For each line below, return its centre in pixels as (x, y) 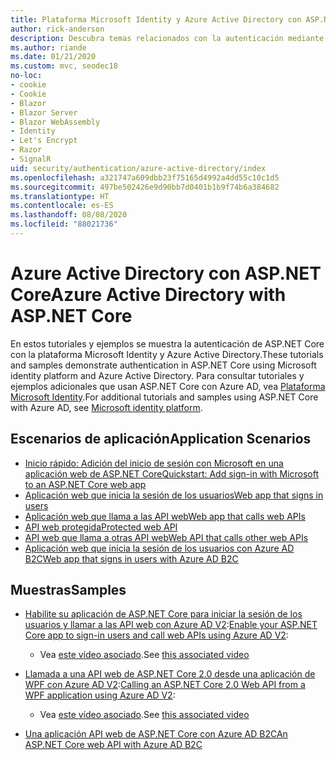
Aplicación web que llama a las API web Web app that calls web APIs (165, 516)
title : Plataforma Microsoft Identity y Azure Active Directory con (156, 19)
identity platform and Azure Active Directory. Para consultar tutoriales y (157, 375)
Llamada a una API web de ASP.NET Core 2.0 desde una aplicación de (170, 674)
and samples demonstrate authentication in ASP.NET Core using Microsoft (163, 365)
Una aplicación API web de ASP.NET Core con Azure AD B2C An (156, 734)
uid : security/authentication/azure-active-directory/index (138, 168)
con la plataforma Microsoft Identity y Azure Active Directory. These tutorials (167, 354)
